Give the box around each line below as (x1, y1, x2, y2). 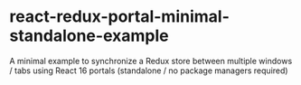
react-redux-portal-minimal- (9, 6, 230, 27)
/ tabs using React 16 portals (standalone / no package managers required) (9, 65, 288, 76)
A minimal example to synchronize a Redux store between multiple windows (9, 55, 293, 66)
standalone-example (9, 25, 169, 46)
